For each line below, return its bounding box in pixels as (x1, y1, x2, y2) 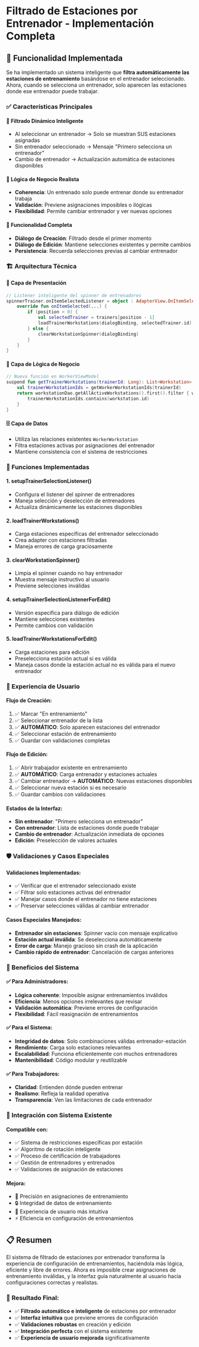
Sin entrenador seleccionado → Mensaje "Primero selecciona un (14, 143, 172, 150)
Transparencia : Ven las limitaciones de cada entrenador (14, 1096, 153, 1103)
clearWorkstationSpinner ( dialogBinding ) (37, 331, 139, 337)
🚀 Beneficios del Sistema (6, 963, 79, 972)
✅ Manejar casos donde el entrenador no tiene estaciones (14, 896, 157, 903)
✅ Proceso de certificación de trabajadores (14, 1152, 121, 1159)
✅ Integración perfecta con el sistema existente (14, 1327, 133, 1335)
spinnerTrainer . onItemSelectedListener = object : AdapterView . (6, 298, 168, 304)
